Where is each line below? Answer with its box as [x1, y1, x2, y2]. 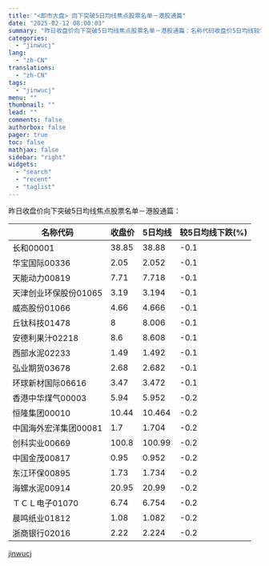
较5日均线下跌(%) [179, 227, 248, 238]
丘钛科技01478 [12, 317, 70, 328]
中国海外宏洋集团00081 [12, 422, 102, 433]
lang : [8, 49, 26, 57]
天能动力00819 [12, 272, 70, 283]
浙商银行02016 [12, 528, 70, 539]
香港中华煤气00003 [12, 392, 86, 403]
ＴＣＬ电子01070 [12, 497, 78, 508]
